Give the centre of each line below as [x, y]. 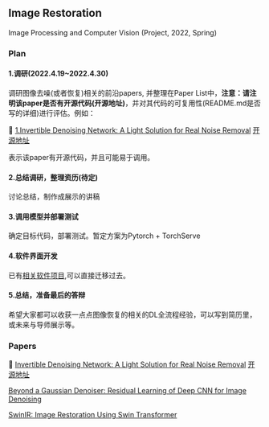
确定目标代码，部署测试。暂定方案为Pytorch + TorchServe [104, 236]
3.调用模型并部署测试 [43, 216]
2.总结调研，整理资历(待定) [53, 177]
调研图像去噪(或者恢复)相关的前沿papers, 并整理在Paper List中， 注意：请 [129, 92]
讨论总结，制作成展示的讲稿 [54, 197]
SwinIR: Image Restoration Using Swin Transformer [93, 415]
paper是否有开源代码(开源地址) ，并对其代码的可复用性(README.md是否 [141, 103]
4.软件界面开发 [33, 256]
